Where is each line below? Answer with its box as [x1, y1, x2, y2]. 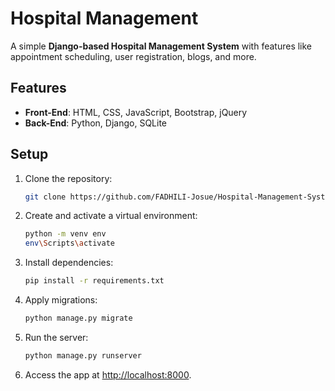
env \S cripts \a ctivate [24, 238, 116, 249]
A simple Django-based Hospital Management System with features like [10, 40, 313, 52]
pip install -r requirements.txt [24, 276, 165, 286]
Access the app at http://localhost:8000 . [24, 368, 192, 381]
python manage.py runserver [24, 350, 142, 361]
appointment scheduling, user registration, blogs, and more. [10, 50, 257, 62]
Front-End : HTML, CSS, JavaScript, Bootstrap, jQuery [24, 106, 248, 118]
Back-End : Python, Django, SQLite [24, 117, 168, 129]
